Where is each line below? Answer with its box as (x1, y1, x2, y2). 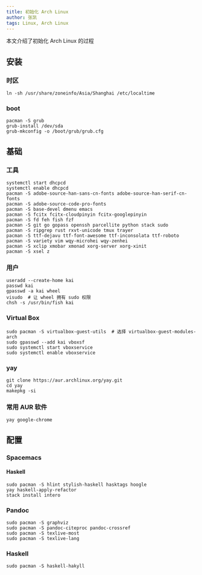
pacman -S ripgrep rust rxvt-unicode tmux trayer (6, 227, 134, 234)
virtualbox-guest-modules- (128, 328, 197, 335)
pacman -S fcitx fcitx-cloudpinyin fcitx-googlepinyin (6, 212, 147, 218)
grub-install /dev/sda (6, 123, 63, 130)
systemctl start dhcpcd (6, 180, 66, 186)
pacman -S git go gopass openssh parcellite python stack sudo (6, 222, 169, 228)
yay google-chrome (6, 417, 52, 423)
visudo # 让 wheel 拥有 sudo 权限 (6, 295, 92, 301)
